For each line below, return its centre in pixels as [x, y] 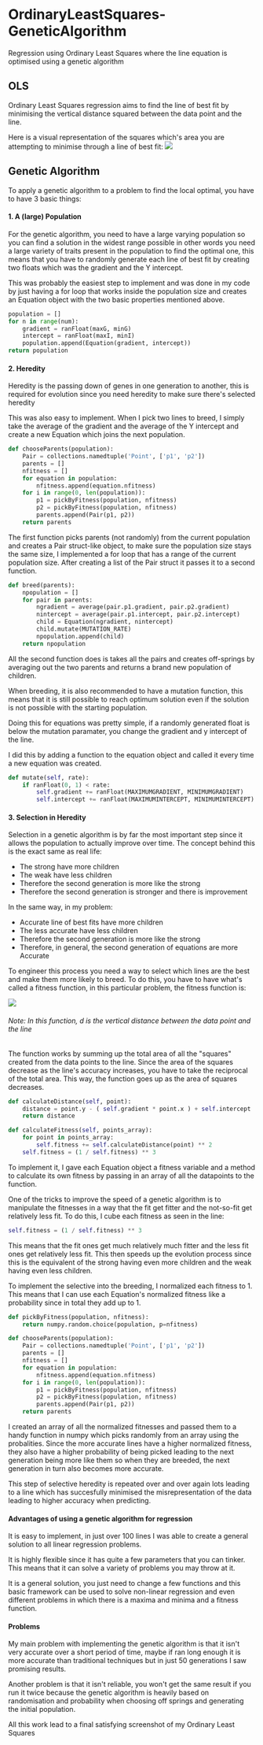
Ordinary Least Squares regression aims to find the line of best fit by [119, 105]
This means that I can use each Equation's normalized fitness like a [117, 1294]
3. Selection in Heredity [47, 817]
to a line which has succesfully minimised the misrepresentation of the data [130, 1492]
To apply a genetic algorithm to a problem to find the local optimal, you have [131, 190]
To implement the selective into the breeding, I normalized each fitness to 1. [130, 1286]
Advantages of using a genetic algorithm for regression [100, 1518]
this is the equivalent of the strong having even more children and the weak [130, 1262]
